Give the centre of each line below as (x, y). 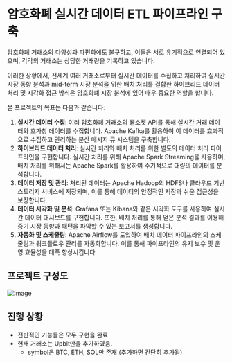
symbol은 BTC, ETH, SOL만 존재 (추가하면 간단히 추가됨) (105, 352)
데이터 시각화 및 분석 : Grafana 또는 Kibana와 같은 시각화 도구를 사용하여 (115, 209)
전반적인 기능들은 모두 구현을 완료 (63, 335)
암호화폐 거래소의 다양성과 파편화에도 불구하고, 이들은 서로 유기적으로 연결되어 (113, 52)
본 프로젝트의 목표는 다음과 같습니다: (56, 107)
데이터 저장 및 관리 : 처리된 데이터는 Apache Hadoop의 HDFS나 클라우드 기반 (121, 183)
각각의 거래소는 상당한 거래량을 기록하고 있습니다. (88, 60)
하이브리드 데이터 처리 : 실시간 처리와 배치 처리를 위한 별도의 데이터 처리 (113, 148)
